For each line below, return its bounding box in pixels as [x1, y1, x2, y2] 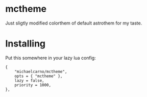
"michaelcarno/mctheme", [14, 69, 67, 74]
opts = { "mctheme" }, [14, 74, 63, 79]
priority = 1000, [14, 82, 52, 87]
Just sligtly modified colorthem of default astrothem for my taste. [5, 20, 142, 26]
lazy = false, [14, 78, 44, 83]
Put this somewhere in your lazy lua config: [5, 55, 96, 61]
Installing [5, 38, 46, 50]
